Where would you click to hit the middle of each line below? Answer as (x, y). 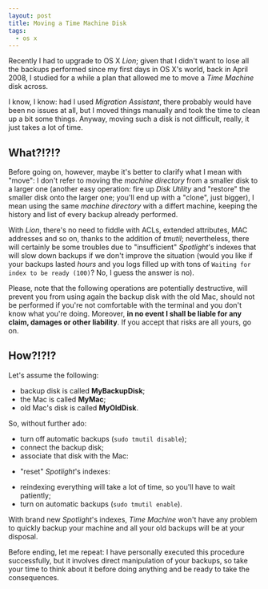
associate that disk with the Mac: (74, 456)
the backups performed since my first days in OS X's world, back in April (128, 70)
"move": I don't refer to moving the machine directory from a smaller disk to (133, 180)
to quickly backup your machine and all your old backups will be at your (127, 528)
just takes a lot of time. (46, 127)
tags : (17, 30)
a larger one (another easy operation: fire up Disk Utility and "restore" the (129, 189)
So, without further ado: (48, 423)
